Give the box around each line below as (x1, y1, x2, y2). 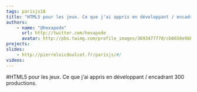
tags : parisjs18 (6, 8, 46, 15)
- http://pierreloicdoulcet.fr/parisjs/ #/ (16, 52, 122, 58)
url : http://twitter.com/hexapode (21, 30, 107, 36)
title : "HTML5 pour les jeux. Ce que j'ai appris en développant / (6, 14, 175, 20)
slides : (6, 47, 25, 52)
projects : (6, 41, 30, 47)
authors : (6, 19, 28, 25)
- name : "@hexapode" (16, 24, 67, 31)
